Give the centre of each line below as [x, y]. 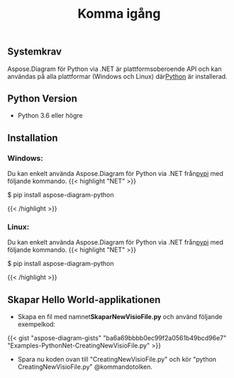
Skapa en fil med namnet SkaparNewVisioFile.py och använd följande [120, 317]
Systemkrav [35, 52]
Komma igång [119, 14]
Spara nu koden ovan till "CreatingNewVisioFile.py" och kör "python [117, 360]
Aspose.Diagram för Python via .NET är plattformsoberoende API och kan [115, 69]
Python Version [43, 99]
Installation [33, 138]
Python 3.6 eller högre [50, 116]
